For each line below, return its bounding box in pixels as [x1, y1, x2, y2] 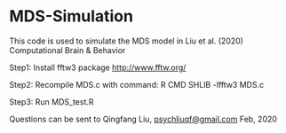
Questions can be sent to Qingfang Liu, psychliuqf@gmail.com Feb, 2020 [9, 113, 278, 124]
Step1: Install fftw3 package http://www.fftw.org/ [9, 62, 187, 73]
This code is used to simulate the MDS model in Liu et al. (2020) [9, 35, 244, 46]
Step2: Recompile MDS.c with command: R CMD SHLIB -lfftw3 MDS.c [9, 79, 265, 90]
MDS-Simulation [9, 6, 133, 27]
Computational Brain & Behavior [9, 44, 126, 55]
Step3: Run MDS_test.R [9, 96, 95, 107]
